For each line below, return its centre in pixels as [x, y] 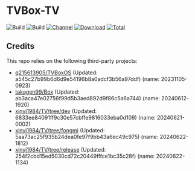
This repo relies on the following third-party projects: [72, 60]
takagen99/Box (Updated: [47, 92]
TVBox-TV [33, 11]
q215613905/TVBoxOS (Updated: [56, 73]
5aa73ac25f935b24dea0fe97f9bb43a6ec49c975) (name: [87, 137]
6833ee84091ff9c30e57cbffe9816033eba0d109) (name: [85, 117]
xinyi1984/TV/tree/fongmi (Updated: [60, 130]
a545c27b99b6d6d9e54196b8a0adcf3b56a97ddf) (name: [87, 79]
